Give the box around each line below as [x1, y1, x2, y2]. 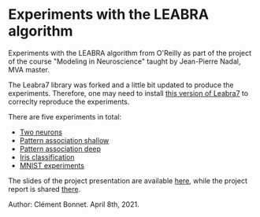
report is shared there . [8, 184, 81, 193]
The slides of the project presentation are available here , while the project [8, 175, 248, 186]
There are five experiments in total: [8, 112, 122, 121]
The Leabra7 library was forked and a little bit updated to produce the [8, 80, 234, 90]
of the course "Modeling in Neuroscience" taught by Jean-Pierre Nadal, [8, 57, 241, 66]
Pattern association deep [19, 144, 101, 153]
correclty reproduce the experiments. [8, 97, 130, 106]
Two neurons [19, 127, 63, 137]
